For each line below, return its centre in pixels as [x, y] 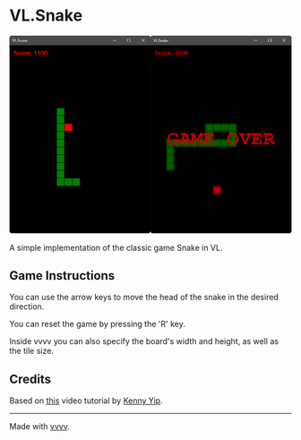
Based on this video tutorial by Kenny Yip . [86, 401]
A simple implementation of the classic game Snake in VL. [116, 247]
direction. [27, 306]
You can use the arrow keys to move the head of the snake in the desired [144, 298]
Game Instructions [62, 276]
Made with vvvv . [39, 427]
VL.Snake [46, 16]
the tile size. [31, 351]
